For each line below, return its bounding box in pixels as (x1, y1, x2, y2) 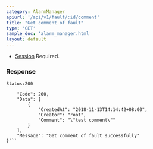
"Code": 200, (17, 91, 49, 97)
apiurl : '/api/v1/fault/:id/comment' (6, 14, 100, 20)
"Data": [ (17, 96, 42, 103)
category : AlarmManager (6, 8, 65, 15)
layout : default (6, 36, 46, 42)
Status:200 (6, 81, 33, 87)
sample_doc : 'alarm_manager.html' (6, 31, 92, 37)
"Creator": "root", (38, 112, 86, 118)
